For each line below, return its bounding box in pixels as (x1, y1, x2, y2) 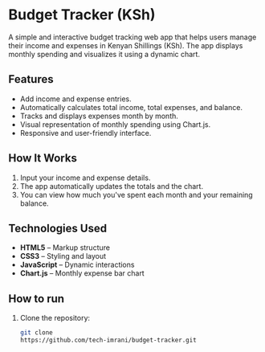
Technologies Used (8, 221, 107, 235)
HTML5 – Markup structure (19, 243, 111, 252)
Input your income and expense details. (19, 173, 151, 182)
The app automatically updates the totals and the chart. (19, 181, 203, 190)
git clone (19, 329, 54, 337)
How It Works (8, 151, 78, 166)
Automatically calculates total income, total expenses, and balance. (19, 102, 243, 112)
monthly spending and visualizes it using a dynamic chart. (8, 49, 201, 59)
